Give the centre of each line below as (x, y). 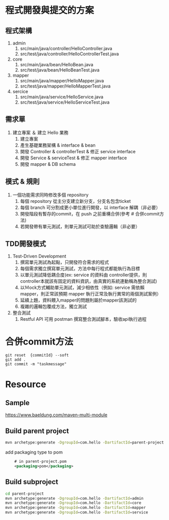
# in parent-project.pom (40, 462)
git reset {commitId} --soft (37, 355)
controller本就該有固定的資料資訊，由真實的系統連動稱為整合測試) (89, 281)
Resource (26, 384)
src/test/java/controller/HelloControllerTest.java (69, 54)
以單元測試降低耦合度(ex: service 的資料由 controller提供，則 (83, 275)
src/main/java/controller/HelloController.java (66, 48)
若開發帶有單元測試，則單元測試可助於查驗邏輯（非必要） (80, 226)
